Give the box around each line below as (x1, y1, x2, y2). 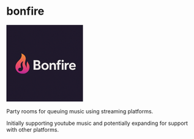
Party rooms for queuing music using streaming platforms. (6, 107, 154, 115)
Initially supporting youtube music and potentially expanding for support (6, 119, 188, 127)
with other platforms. (6, 126, 59, 133)
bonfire (6, 4, 45, 18)
